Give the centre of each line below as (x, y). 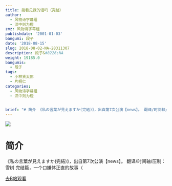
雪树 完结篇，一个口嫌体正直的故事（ (44, 168)
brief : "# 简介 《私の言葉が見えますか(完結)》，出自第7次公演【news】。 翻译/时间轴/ (87, 110)
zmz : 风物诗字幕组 (23, 29)
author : (14, 15)
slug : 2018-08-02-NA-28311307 (38, 48)
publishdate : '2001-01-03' (34, 34)
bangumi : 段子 (20, 39)
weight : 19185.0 (23, 58)
